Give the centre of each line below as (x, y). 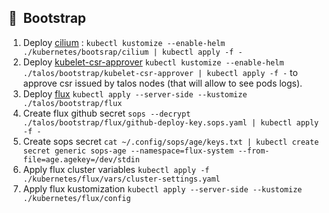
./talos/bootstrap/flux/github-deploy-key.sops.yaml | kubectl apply (171, 122)
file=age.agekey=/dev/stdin (81, 159)
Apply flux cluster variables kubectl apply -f (116, 169)
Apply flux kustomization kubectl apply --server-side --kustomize (162, 188)
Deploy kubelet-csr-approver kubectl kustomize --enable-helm (153, 62)
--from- (253, 151)
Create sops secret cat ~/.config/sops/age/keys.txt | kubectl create (171, 141)
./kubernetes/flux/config (76, 198)
